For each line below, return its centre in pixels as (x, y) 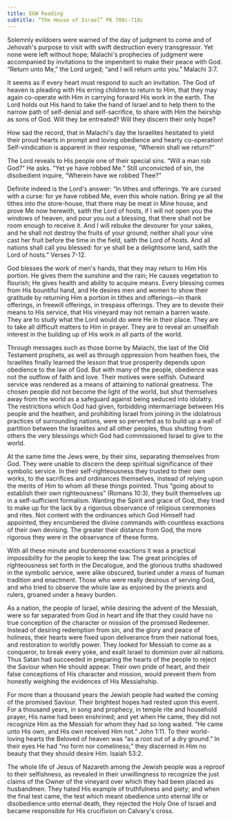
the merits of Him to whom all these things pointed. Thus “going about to (110, 486)
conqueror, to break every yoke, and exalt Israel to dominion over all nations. (116, 652)
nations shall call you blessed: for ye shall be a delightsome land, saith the (113, 247)
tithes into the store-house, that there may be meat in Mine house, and (107, 203)
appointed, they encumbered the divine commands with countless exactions (116, 522)
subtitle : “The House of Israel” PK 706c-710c (75, 20)
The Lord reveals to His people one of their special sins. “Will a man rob (109, 160)
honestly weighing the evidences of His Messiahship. (83, 681)
